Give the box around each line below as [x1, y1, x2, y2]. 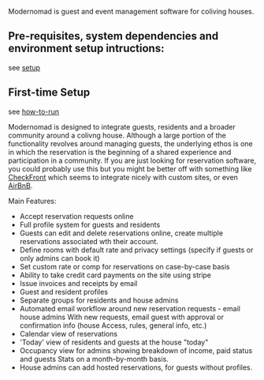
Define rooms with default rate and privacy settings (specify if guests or [19, 245, 254, 254]
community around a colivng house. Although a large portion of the [8, 130, 226, 140]
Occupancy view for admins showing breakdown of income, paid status [19, 345, 253, 355]
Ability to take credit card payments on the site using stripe [19, 270, 211, 280]
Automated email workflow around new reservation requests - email [19, 303, 240, 313]
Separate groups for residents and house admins [19, 295, 179, 305]
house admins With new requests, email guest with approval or [19, 312, 225, 322]
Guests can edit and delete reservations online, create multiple [19, 228, 223, 238]
